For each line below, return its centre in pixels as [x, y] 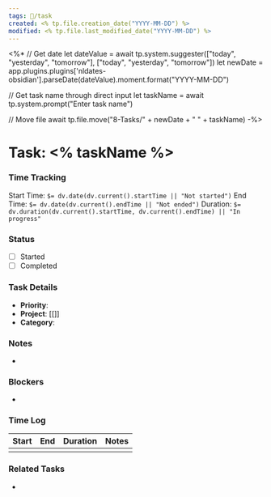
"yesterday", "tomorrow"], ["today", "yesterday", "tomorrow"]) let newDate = [136, 62]
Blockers [26, 381]
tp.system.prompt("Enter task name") [71, 104]
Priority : [34, 305]
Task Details [33, 287]
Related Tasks [37, 469]
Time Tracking [37, 177]
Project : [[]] [40, 313]
